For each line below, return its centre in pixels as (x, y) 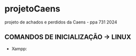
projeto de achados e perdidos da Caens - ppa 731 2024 (61, 22)
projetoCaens (32, 9)
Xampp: (19, 48)
